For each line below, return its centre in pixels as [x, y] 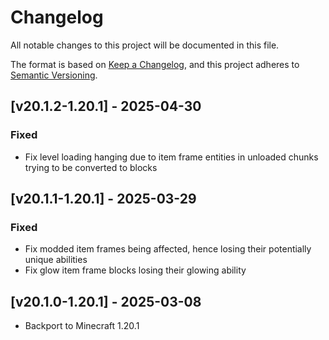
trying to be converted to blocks [91, 167]
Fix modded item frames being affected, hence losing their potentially [168, 249]
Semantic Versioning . [54, 75]
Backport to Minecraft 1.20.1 [82, 326]
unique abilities [56, 260]
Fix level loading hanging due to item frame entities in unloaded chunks [171, 157]
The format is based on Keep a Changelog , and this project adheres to [155, 64]
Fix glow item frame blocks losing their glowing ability [135, 270]
